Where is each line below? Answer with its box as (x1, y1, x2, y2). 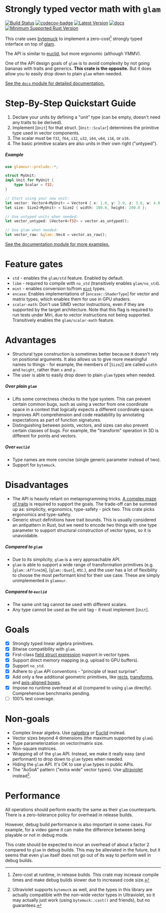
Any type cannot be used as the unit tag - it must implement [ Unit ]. (12, 607, 149, 612)
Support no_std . (12, 663, 45, 669)
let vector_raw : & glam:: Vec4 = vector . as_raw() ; (5, 232, 107, 238)
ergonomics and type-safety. (12, 511, 72, 517)
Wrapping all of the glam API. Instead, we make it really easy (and (12, 751, 145, 757)
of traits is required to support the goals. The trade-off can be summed (12, 501, 157, 507)
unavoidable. (12, 532, 39, 539)
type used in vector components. (12, 130, 80, 136)
